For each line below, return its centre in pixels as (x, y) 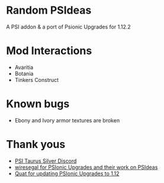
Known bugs (38, 104)
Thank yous (36, 144)
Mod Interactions (49, 51)
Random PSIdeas (49, 10)
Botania (24, 73)
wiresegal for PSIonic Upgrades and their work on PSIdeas (86, 167)
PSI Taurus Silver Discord (46, 160)
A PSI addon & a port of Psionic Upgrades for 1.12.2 (69, 27)
